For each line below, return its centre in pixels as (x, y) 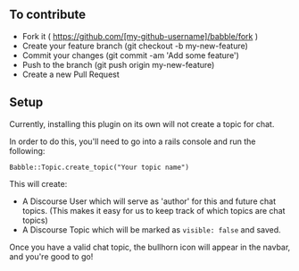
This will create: (38, 183)
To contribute (48, 15)
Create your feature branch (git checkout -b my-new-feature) (135, 46)
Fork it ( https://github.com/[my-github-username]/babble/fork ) (140, 36)
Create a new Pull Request (71, 74)
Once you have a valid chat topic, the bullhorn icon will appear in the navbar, (150, 247)
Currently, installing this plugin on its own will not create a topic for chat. (142, 123)
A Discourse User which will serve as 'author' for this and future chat (149, 201)
